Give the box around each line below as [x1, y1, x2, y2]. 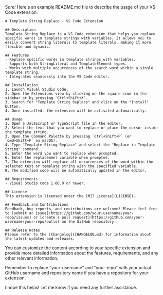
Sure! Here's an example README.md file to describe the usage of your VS [5, 4, 156, 10]
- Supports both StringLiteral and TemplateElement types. [5, 61, 127, 66]
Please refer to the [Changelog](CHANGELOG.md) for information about [5, 232, 151, 237]
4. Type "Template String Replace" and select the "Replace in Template [5, 142, 156, 147]
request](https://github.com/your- [72, 215, 145, 220]
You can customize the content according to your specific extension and [5, 245, 151, 251]
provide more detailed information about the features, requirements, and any [5, 250, 159, 256]
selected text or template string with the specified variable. [5, 164, 138, 169]
